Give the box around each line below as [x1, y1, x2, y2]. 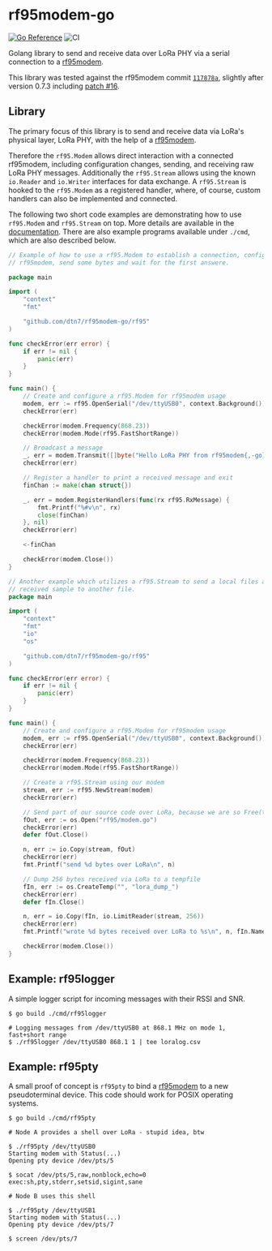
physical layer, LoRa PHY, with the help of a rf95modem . [8, 135, 197, 144]
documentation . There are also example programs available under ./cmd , [8, 226, 251, 236]
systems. [8, 1098, 39, 1108]
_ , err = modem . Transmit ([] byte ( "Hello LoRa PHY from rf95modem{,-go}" [23, 452, 270, 460]
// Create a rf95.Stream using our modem [23, 779, 164, 787]
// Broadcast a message [23, 444, 104, 452]
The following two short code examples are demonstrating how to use [8, 209, 242, 219]
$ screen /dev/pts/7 [8, 1235, 79, 1243]
